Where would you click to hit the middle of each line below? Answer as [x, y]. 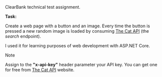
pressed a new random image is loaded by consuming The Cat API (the [77, 31]
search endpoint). [23, 36]
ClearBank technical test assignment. [43, 7]
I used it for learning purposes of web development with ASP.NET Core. [78, 46]
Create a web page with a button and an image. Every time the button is [78, 26]
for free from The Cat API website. [40, 70]
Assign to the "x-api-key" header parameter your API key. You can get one [81, 65]
